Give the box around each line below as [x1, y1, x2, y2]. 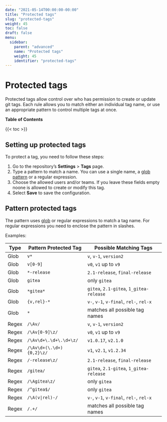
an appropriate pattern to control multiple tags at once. [5, 107, 118, 113]
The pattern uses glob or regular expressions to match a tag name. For [5, 217, 150, 223]
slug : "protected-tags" [5, 16, 55, 21]
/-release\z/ [27, 357, 58, 363]
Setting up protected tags [5, 141, 86, 149]
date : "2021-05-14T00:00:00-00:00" [5, 7, 79, 12]
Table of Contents [5, 117, 43, 123]
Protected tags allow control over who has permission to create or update [5, 96, 156, 102]
